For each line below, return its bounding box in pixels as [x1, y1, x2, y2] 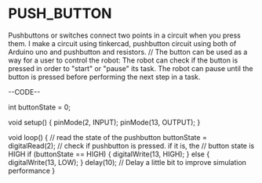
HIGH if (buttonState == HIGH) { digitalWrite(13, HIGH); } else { [8, 149, 210, 159]
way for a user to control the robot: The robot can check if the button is [8, 56, 238, 65]
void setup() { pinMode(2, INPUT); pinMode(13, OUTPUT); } [8, 117, 201, 127]
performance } [8, 166, 56, 175]
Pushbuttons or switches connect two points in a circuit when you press [8, 30, 242, 40]
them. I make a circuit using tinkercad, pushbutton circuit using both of [8, 38, 237, 48]
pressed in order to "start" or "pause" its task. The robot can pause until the [8, 63, 253, 73]
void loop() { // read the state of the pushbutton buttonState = [8, 132, 208, 142]
